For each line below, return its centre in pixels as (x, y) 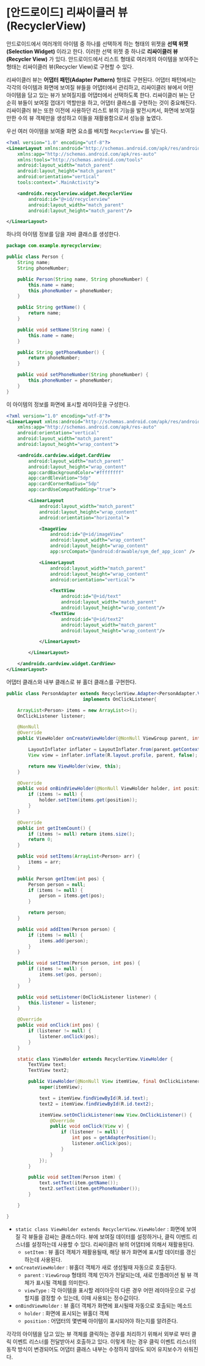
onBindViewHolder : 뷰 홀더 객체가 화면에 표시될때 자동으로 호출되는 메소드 (103, 1305)
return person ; (48, 913)
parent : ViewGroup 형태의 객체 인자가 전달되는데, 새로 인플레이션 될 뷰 (108, 1275)
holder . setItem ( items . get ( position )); (88, 800)
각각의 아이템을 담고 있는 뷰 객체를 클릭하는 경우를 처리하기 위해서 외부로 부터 (98, 1334)
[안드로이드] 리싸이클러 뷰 (67, 13)
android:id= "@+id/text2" (92, 619)
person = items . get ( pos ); (72, 896)
